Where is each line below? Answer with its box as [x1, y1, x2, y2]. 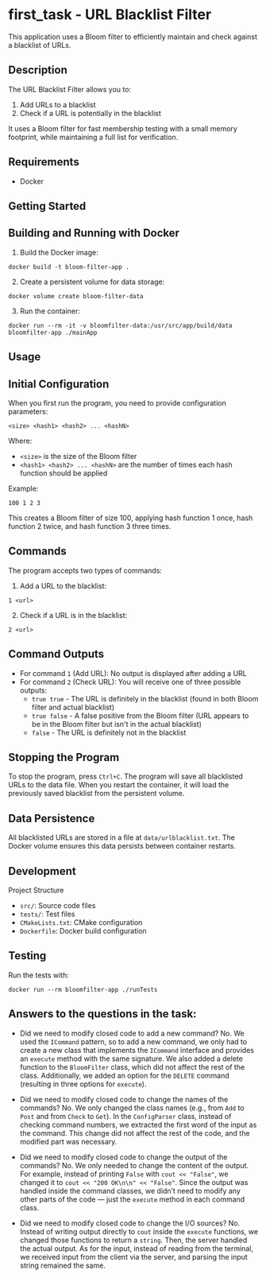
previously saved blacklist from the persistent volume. [8, 789, 185, 798]
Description [8, 64, 67, 77]
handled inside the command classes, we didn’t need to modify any [19, 1186, 241, 1195]
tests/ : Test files [19, 909, 75, 919]
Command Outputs [8, 647, 105, 661]
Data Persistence [8, 811, 95, 825]
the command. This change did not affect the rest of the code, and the [19, 1128, 250, 1138]
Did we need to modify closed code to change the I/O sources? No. [19, 1218, 241, 1228]
